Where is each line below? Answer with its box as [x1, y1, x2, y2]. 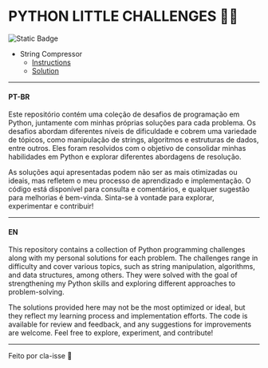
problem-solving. [8, 287, 65, 297]
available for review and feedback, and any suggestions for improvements [8, 319, 252, 330]
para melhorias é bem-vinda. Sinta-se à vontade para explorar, [8, 193, 215, 203]
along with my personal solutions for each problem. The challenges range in [8, 253, 258, 263]
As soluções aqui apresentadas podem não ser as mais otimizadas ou [8, 168, 238, 177]
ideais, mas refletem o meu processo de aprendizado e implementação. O [8, 176, 251, 186]
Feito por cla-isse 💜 [8, 351, 73, 361]
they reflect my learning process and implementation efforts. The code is [8, 311, 248, 321]
